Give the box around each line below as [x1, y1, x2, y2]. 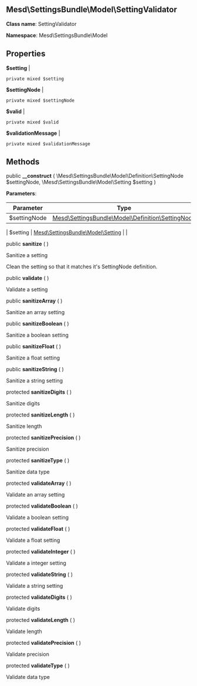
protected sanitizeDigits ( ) [6, 388, 72, 396]
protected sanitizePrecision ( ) [6, 434, 81, 441]
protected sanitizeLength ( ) [6, 411, 75, 418]
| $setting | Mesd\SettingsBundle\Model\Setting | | [6, 229, 128, 236]
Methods [6, 157, 40, 167]
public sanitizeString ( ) [6, 366, 64, 373]
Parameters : [6, 190, 37, 197]
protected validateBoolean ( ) [6, 502, 78, 509]
